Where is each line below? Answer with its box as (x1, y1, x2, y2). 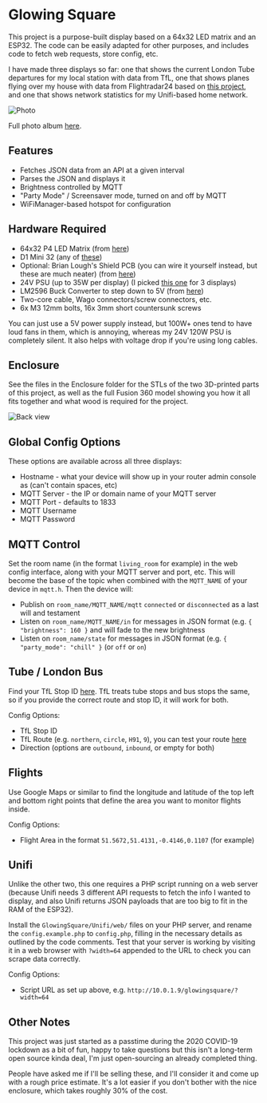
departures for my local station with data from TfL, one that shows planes (8, 73, 249, 82)
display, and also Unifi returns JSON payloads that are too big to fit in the (8, 896, 249, 906)
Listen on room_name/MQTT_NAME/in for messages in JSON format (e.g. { (19, 617, 253, 626)
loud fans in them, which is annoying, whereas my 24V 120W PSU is (8, 327, 232, 336)
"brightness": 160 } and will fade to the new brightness (19, 625, 206, 634)
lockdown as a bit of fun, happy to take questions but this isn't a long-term (8, 1045, 253, 1055)
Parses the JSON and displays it (19, 173, 126, 183)
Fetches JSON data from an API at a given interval (19, 165, 185, 175)
